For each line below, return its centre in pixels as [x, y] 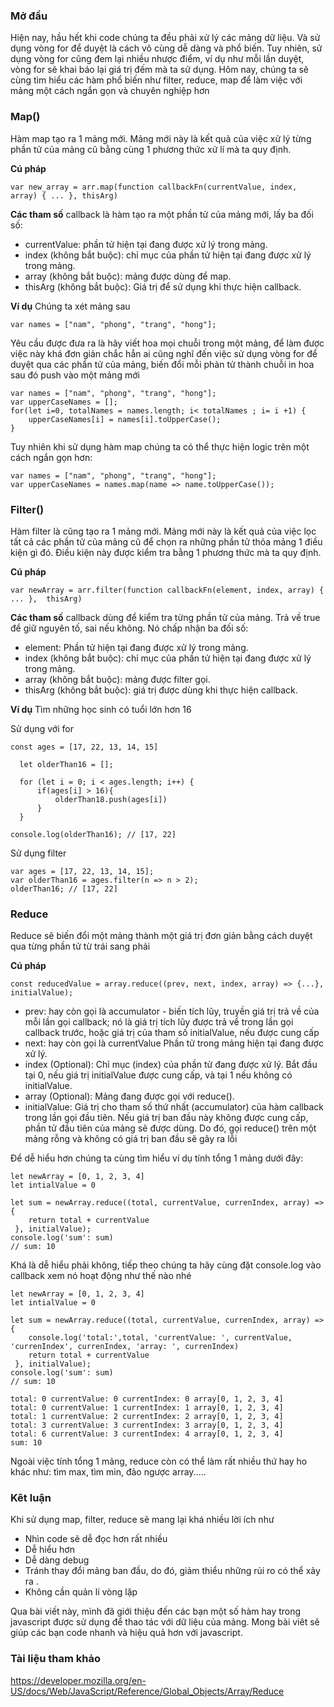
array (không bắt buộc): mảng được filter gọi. [117, 679]
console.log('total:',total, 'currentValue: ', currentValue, [160, 1338]
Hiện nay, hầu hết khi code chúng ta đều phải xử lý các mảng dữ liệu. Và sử [165, 38]
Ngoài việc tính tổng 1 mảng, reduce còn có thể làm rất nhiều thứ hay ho [159, 1461]
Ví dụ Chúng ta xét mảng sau [70, 306]
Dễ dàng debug [57, 1560]
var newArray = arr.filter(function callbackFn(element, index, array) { [167, 590]
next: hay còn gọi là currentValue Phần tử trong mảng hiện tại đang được [174, 1043]
